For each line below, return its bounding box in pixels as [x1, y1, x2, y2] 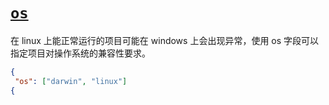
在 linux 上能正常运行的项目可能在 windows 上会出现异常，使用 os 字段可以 [10, 34, 320, 46]
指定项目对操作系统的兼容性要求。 [10, 47, 151, 59]
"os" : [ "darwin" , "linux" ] [14, 76, 128, 86]
